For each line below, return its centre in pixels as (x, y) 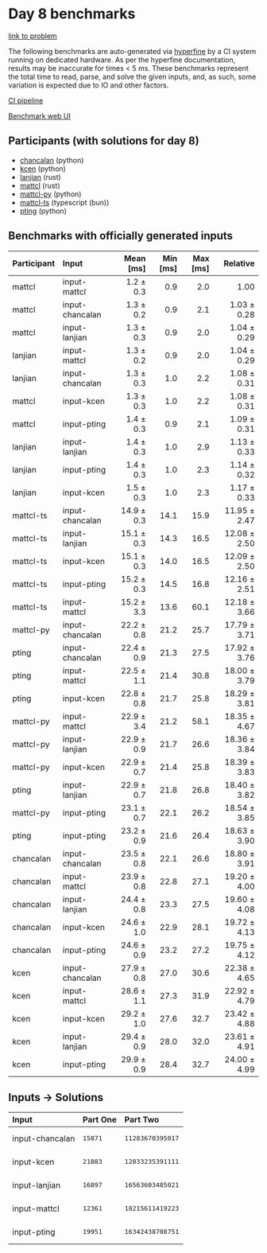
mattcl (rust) (40, 185)
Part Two (142, 1120)
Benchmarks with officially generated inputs (120, 236)
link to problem (33, 36)
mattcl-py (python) (50, 194)
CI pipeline (26, 100)
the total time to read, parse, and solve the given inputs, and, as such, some (132, 76)
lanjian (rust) (40, 177)
